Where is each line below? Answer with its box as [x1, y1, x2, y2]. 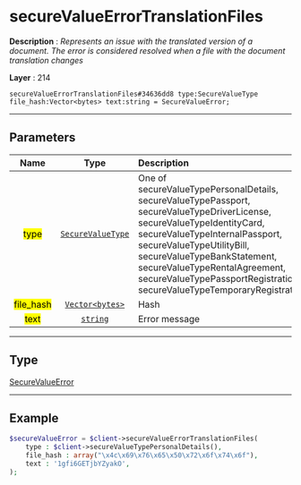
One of [137, 172, 168, 184]
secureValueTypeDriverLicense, [137, 205, 271, 217]
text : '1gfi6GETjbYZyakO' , [25, 459, 130, 468]
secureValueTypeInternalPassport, [137, 227, 282, 240]
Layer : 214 [9, 72, 51, 82]
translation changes [9, 55, 83, 65]
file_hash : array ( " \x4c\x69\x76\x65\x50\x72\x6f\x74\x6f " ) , [25, 451, 258, 460]
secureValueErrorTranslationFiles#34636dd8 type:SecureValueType [9, 89, 258, 98]
